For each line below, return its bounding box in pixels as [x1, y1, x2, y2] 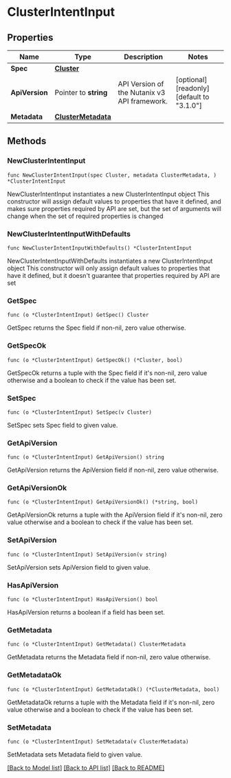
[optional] [175, 75, 208, 84]
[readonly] [175, 83, 210, 93]
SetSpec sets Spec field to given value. [7, 421, 118, 429]
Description [123, 52, 164, 61]
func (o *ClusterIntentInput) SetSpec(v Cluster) [7, 408, 153, 416]
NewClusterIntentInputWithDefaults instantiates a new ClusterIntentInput [7, 257, 213, 265]
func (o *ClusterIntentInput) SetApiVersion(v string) [7, 551, 168, 558]
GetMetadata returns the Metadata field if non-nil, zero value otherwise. [7, 653, 211, 661]
